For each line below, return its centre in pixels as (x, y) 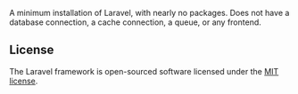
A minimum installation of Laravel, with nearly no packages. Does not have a (149, 13)
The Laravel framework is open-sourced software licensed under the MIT (144, 71)
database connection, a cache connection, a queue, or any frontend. (135, 22)
